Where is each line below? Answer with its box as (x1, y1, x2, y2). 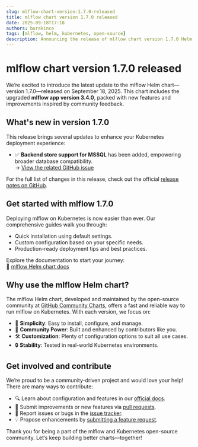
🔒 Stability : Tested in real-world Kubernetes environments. (14, 341, 159, 349)
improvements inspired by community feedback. (6, 100, 124, 107)
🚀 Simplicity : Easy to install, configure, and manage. (14, 320, 143, 327)
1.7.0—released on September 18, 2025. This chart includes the (25, 87, 180, 95)
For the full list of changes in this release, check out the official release (6, 175, 179, 183)
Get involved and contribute (6, 361, 111, 371)
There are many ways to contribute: (6, 383, 94, 390)
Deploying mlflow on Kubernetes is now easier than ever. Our (6, 215, 156, 222)
